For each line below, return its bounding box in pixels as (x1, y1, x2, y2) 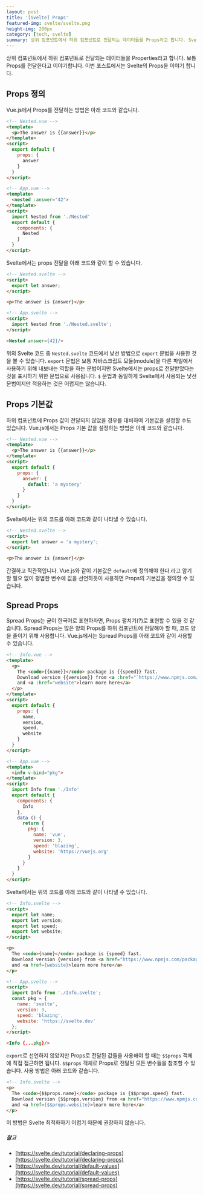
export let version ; (11, 917, 63, 924)
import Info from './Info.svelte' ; (11, 990, 101, 996)
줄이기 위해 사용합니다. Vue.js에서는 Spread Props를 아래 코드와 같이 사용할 (12, 632, 192, 640)
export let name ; (11, 912, 56, 918)
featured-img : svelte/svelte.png (6, 20, 91, 26)
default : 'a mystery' (28, 481, 83, 488)
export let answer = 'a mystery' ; (11, 538, 98, 545)
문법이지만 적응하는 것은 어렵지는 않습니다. (6, 380, 107, 387)
